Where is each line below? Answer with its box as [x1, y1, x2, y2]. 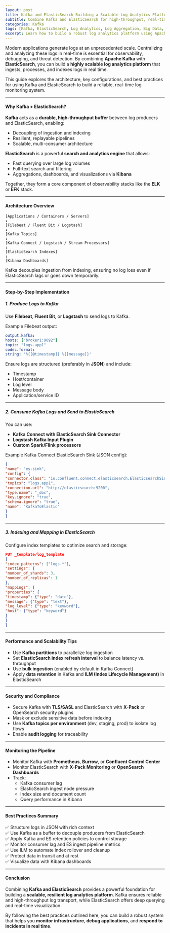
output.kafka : [5, 333, 35, 338]
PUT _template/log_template [5, 552, 65, 557]
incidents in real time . [5, 923, 52, 929]
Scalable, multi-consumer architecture [12, 140, 93, 147]
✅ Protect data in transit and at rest [5, 852, 79, 858]
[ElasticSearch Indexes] [5, 249, 58, 255]
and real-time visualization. [5, 902, 62, 908]
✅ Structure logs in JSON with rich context [5, 824, 95, 830]
